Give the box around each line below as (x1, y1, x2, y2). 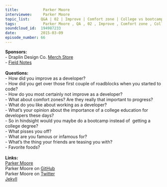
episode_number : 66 (5, 35, 46, 40)
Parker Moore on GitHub (5, 165, 55, 171)
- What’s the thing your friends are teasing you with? (5, 139, 113, 145)
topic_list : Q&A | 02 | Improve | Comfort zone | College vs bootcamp (5, 16, 164, 21)
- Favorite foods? (5, 144, 40, 150)
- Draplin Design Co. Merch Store (5, 54, 74, 60)
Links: (5, 155, 18, 161)
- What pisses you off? (5, 128, 52, 134)
